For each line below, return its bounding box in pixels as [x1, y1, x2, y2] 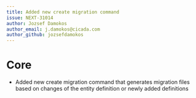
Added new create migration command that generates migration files [15, 78, 190, 86]
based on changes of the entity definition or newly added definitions [15, 85, 189, 92]
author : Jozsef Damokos [6, 20, 68, 26]
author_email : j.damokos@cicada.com [6, 26, 100, 32]
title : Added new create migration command [6, 9, 120, 15]
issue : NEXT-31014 [6, 15, 53, 21]
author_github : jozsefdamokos [6, 32, 84, 38]
